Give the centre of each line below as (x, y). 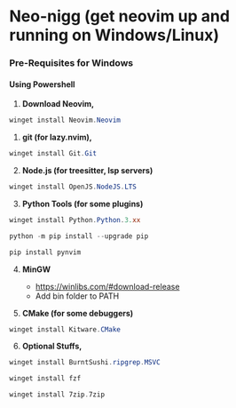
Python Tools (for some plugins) (83, 204)
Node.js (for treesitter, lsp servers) (87, 171)
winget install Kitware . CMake (65, 329)
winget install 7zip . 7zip (57, 395)
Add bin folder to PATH (77, 296)
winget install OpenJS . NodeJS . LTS (73, 187)
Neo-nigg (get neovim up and (120, 16)
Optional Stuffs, (52, 346)
